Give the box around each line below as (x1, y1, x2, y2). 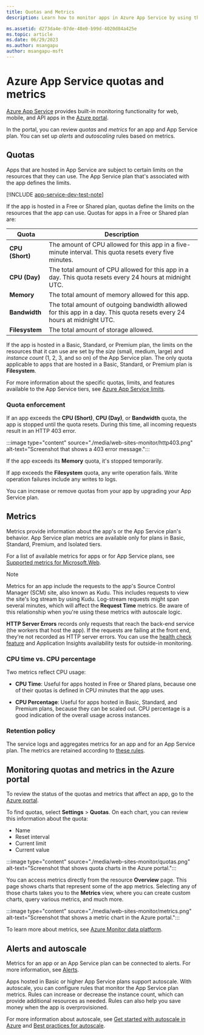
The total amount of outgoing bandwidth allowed (49, 300, 188, 309)
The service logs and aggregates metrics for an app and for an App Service (6, 740, 195, 748)
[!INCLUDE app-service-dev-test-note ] (6, 191, 104, 198)
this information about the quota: (6, 815, 88, 823)
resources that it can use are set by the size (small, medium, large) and (6, 348, 184, 355)
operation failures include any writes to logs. (6, 475, 117, 483)
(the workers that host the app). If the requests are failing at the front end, (6, 626, 191, 634)
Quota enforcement (6, 400, 66, 409)
